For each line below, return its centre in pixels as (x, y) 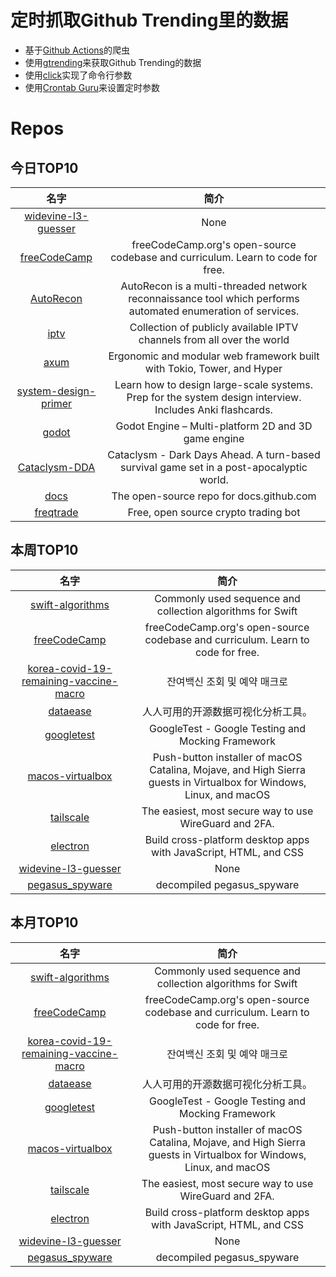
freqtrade (56, 512)
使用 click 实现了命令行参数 (78, 75)
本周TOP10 (44, 550)
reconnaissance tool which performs (214, 298)
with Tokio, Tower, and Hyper (213, 368)
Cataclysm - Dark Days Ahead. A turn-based (214, 454)
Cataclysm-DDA (56, 467)
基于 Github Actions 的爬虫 (77, 50)
